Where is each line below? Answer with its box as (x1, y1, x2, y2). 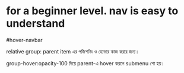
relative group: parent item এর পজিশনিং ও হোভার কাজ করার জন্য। (6, 47, 139, 55)
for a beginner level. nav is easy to (6, 4, 179, 18)
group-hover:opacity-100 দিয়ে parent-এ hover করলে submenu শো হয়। (6, 59, 165, 66)
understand (6, 17, 65, 30)
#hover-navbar (6, 36, 43, 43)
